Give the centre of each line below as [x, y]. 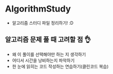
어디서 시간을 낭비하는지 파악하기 [43, 60]
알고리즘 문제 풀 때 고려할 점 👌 [48, 40]
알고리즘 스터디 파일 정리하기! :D [43, 23]
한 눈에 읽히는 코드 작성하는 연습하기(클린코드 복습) [60, 66]
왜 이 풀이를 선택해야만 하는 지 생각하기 [49, 54]
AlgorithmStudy [38, 9]
